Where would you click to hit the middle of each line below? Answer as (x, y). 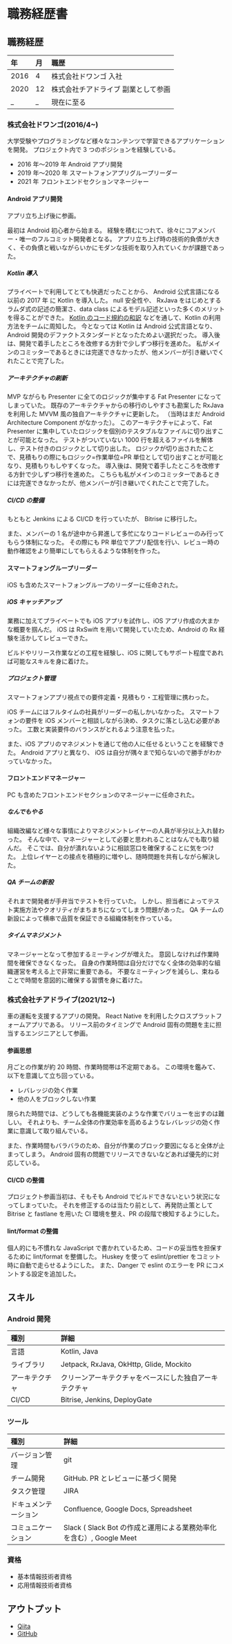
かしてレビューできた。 (58, 638)
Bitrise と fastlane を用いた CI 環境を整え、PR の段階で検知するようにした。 (115, 1214)
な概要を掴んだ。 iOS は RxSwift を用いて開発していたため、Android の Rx (112, 629)
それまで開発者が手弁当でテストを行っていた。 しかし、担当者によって (108, 901)
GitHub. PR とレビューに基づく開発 (120, 1478)
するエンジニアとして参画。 (52, 1033)
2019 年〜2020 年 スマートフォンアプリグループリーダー (97, 173)
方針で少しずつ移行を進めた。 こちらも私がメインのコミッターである (110, 475)
